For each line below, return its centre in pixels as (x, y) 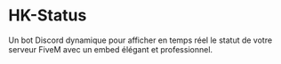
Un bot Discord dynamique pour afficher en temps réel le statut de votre (140, 40)
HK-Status (48, 16)
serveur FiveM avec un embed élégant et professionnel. (111, 49)
